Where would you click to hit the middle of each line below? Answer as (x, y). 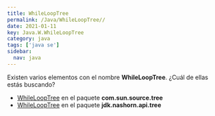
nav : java (27, 58)
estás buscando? (31, 84)
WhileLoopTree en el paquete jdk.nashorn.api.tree (89, 105)
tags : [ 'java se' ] (33, 45)
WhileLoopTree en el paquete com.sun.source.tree (90, 98)
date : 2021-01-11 (32, 26)
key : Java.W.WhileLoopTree (46, 32)
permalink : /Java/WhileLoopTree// (56, 20)
